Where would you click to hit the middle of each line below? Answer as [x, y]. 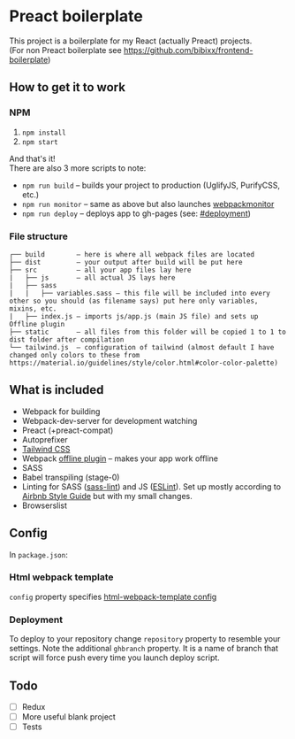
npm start [40, 142]
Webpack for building [61, 411]
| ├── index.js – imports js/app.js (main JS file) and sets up [134, 316]
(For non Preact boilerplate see [65, 50]
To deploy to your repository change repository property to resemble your [145, 639]
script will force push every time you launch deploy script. [115, 658]
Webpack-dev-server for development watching [110, 420]
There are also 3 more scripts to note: [78, 168]
